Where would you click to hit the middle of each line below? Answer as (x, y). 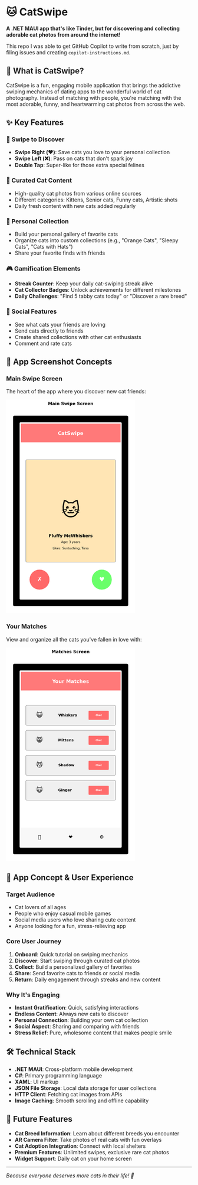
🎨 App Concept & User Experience (70, 878)
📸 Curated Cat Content (39, 181)
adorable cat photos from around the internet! (63, 34)
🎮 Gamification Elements (43, 268)
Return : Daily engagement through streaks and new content (88, 979)
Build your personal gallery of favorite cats (66, 234)
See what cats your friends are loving (60, 324)
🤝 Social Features (32, 311)
